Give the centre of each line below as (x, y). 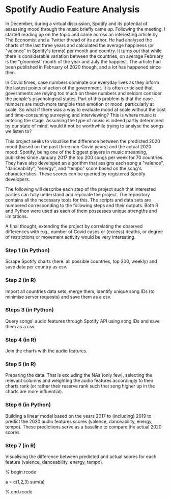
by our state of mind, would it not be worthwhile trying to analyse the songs (84, 126)
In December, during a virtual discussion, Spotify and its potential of (76, 24)
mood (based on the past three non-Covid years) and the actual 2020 (78, 146)
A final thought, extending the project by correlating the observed (74, 226)
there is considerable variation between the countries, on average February (84, 56)
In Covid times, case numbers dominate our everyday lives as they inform (82, 82)
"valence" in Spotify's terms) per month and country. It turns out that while (83, 51)
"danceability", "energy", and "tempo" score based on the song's (74, 168)
